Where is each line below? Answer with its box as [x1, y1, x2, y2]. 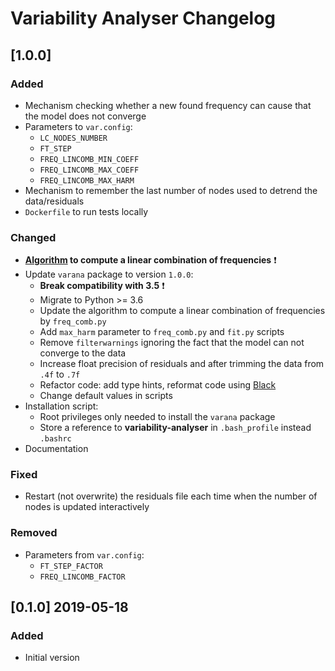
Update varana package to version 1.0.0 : [24, 268, 194, 281]
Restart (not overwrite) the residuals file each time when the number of [24, 490, 318, 502]
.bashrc [39, 434, 72, 444]
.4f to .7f [39, 368, 81, 381]
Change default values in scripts [39, 390, 173, 402]
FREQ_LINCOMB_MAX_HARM [39, 175, 135, 186]
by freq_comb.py [39, 315, 107, 327]
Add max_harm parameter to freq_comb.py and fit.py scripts [39, 326, 285, 338]
